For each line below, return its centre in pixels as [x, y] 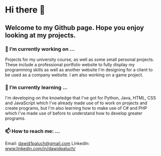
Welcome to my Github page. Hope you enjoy [74, 28]
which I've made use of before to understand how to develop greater [74, 113]
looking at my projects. [40, 35]
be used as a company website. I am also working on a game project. [74, 75]
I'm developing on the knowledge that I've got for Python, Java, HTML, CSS [80, 98]
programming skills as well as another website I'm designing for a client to [79, 70]
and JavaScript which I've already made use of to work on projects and [76, 103]
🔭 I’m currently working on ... [40, 49]
